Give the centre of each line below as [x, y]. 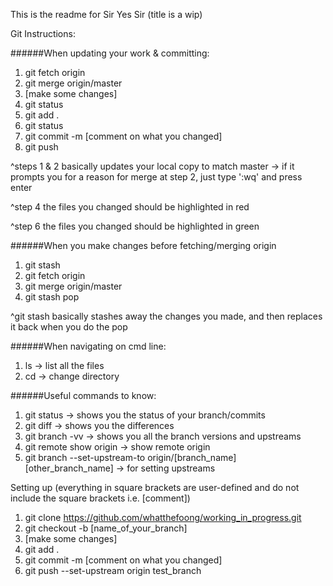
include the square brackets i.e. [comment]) [100, 498]
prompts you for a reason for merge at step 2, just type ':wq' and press [156, 177]
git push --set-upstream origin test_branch [113, 570]
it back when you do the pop [69, 327]
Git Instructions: [43, 33]
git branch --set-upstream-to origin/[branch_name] [130, 457]
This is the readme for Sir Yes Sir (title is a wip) [106, 14]
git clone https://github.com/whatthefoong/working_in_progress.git [163, 517]
